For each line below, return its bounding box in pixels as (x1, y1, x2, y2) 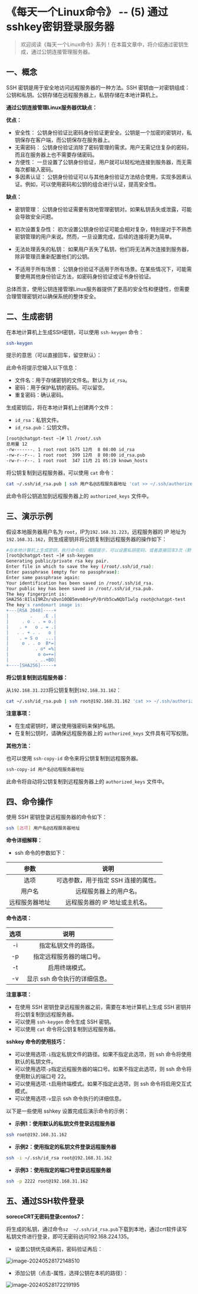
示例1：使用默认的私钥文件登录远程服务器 (14, 1120, 115, 1128)
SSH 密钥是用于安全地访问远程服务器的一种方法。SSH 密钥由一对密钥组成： (6, 84, 190, 91)
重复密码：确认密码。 (14, 391, 67, 398)
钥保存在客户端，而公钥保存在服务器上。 (14, 136, 113, 143)
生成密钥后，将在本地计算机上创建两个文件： (6, 404, 115, 411)
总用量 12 (6, 441, 28, 447)
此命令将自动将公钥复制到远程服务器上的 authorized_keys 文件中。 (6, 777, 168, 785)
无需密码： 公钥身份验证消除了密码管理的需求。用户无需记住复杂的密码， (14, 143, 192, 151)
